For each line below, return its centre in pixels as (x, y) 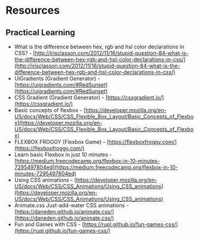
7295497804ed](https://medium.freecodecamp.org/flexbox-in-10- (96, 167)
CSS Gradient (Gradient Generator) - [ (61, 97)
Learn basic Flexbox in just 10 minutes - (63, 155)
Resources (33, 10)
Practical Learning (40, 33)
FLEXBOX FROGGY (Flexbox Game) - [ (61, 142)
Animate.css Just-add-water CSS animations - (71, 205)
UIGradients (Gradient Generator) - (57, 79)
